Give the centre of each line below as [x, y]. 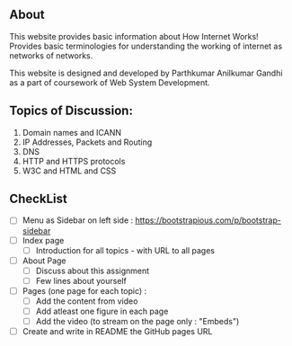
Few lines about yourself [81, 280]
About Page [44, 261]
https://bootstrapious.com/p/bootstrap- [208, 220]
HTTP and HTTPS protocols [74, 161]
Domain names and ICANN [72, 132]
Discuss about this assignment [93, 271]
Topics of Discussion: [71, 111]
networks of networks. [51, 55]
